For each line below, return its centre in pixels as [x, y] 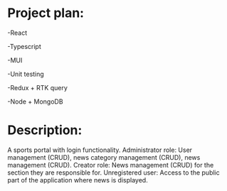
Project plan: [46, 13]
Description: [45, 130]
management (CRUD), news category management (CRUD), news [104, 157]
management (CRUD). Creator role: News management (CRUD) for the [111, 165]
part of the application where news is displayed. [78, 180]
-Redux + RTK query [37, 87]
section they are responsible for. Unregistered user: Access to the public [114, 173]
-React [17, 33]
